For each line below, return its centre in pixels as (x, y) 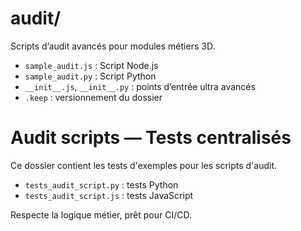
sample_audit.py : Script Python (90, 76)
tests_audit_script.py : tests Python (101, 184)
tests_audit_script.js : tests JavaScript (109, 195)
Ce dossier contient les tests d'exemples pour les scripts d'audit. (144, 165)
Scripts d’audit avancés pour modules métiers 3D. (113, 46)
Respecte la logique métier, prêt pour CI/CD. (101, 214)
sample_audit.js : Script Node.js (91, 65)
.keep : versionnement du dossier (93, 97)
